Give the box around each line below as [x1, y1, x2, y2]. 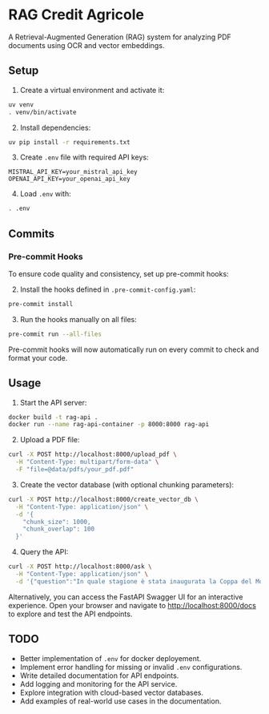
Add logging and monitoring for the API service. [19, 679, 178, 688]
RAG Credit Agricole [8, 6, 144, 24]
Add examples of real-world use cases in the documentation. [19, 696, 222, 706]
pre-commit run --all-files [8, 330, 102, 338]
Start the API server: [19, 397, 87, 407]
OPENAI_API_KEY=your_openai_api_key [8, 175, 130, 184]
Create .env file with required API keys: [19, 152, 150, 162]
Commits [8, 227, 54, 240]
